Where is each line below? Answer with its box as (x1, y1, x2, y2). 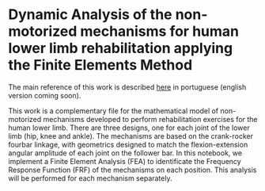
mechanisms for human (80, 22, 240, 40)
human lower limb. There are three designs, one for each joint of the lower (8, 123, 251, 132)
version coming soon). (8, 90, 81, 100)
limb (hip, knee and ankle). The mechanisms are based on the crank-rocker (8, 131, 253, 140)
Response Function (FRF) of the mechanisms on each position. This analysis (8, 165, 257, 174)
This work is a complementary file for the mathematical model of (8, 105, 219, 116)
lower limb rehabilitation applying (8, 40, 233, 57)
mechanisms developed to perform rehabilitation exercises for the (43, 114, 259, 124)
